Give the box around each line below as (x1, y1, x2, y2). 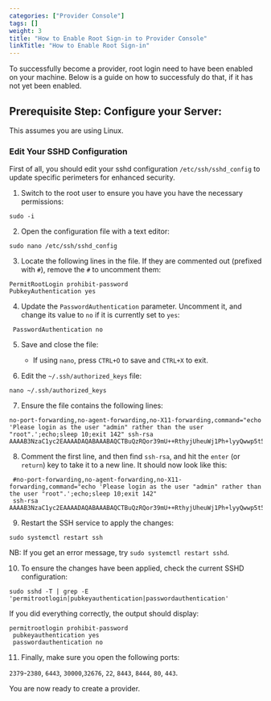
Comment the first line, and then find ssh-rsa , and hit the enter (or (20, 452, 240, 462)
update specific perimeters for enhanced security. (9, 172, 175, 182)
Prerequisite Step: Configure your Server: (9, 104, 222, 118)
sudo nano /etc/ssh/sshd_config (9, 243, 117, 251)
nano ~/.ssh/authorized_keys (9, 387, 107, 395)
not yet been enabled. (9, 81, 82, 91)
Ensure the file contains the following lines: (20, 400, 163, 411)
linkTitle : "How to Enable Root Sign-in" (9, 42, 150, 50)
